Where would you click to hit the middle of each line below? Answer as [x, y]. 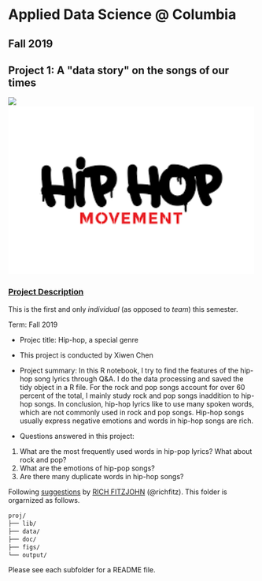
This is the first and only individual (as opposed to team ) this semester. [123, 309]
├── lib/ [22, 523]
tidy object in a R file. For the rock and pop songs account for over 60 [132, 387]
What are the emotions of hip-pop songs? [87, 468]
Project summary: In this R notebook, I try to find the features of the [129, 370]
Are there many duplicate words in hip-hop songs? [101, 476]
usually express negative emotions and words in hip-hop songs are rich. [137, 421]
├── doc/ [22, 539]
